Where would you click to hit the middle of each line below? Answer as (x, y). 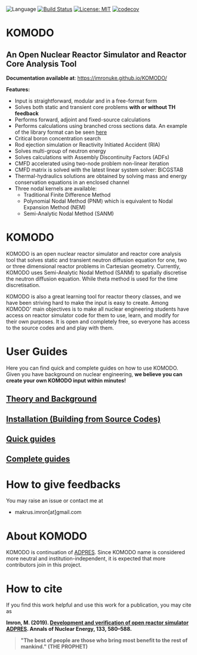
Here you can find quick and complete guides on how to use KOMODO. (92, 368)
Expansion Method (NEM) (55, 207)
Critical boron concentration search (58, 138)
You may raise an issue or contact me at (55, 501)
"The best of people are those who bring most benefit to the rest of (104, 640)
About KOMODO (47, 536)
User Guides (37, 352)
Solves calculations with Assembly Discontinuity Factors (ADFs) (92, 157)
